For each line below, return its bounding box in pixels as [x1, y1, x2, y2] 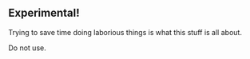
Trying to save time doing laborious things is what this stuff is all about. [8, 27, 242, 37]
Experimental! [8, 6, 80, 20]
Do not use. [8, 43, 46, 53]
